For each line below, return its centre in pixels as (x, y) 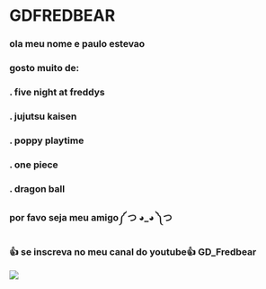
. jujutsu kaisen (43, 116)
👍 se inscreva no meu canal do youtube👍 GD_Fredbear (133, 252)
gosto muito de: (44, 68)
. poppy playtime (47, 140)
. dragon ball (37, 188)
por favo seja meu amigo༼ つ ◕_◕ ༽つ (91, 217)
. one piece (34, 165)
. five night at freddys (57, 92)
